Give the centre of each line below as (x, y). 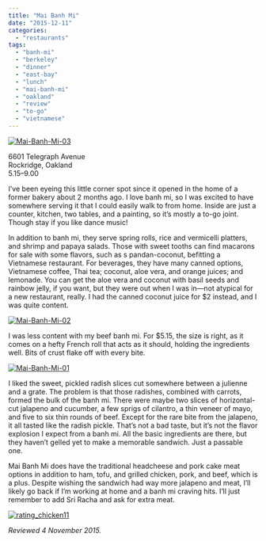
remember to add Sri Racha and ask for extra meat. (92, 499)
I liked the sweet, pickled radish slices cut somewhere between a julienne (128, 383)
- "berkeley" (37, 60)
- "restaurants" (42, 38)
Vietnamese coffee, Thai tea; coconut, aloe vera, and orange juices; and (126, 271)
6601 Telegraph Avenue (47, 156)
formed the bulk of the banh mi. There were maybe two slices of (113, 400)
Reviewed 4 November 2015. (55, 530)
